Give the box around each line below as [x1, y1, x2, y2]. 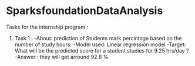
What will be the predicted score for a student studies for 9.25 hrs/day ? [14, 47, 189, 54]
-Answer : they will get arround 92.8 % [14, 53, 109, 60]
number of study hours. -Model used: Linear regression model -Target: [14, 41, 186, 48]
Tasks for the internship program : [6, 23, 89, 30]
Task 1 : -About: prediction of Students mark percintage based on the [14, 34, 182, 41]
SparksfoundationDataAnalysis [6, 4, 163, 18]
